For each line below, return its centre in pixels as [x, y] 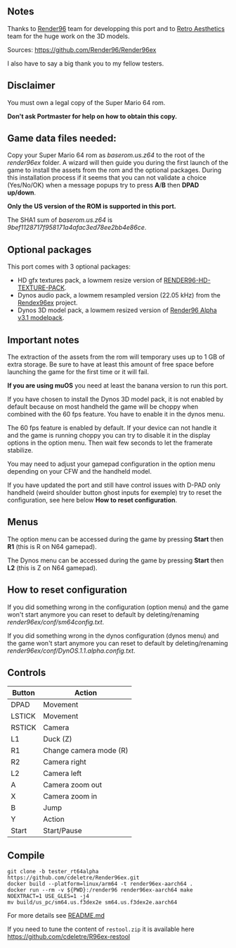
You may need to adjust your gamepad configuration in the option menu [111, 464]
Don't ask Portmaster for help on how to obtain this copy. [92, 116]
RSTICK [24, 727]
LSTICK [24, 716]
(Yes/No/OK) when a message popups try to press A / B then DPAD [103, 185]
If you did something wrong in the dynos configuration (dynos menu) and [113, 635]
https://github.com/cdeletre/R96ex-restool [69, 937]
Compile [26, 855]
